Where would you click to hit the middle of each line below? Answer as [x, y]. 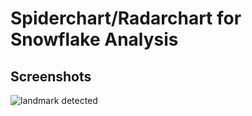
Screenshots [51, 76]
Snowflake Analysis [94, 39]
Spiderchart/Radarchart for [126, 18]
